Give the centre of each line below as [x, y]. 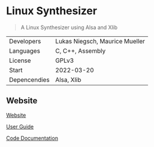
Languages [25, 50]
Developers [25, 41]
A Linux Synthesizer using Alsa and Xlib [69, 27]
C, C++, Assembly [81, 50]
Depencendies [29, 79]
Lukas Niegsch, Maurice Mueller [100, 41]
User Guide [20, 126]
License [20, 60]
